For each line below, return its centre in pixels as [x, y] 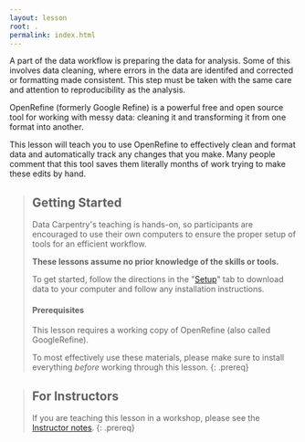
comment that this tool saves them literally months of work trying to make [147, 164]
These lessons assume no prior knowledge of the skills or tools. [155, 262]
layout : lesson [38, 18]
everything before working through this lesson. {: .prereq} [140, 367]
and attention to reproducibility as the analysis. [97, 90]
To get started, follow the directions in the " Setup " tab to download [158, 279]
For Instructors [75, 396]
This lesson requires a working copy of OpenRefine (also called [151, 331]
